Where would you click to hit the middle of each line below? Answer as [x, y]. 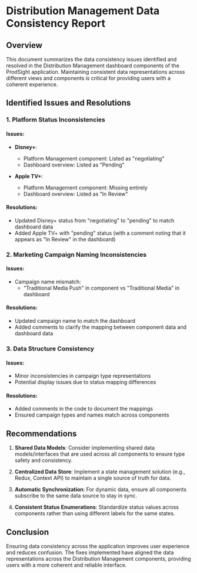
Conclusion [28, 532]
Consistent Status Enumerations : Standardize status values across [97, 507]
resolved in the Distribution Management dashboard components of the [93, 66]
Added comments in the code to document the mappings [84, 409]
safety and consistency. [44, 460]
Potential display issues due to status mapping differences [85, 382]
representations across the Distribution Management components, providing [98, 559]
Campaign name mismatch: [48, 281]
